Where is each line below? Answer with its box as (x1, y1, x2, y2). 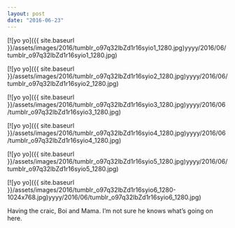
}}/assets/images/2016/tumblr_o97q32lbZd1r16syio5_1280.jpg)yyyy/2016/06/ (7, 157, 228, 165)
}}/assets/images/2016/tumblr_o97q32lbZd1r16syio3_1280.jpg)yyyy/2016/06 (7, 100, 226, 108)
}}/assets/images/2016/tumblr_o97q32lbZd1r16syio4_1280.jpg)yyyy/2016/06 (7, 129, 226, 137)
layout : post (7, 10, 45, 17)
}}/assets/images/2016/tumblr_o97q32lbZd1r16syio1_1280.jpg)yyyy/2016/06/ (7, 43, 227, 52)
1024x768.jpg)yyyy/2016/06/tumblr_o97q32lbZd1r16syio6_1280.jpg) (7, 193, 201, 201)
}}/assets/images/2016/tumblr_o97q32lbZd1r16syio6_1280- (7, 185, 176, 194)
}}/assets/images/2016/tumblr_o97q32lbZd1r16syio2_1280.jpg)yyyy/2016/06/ (7, 71, 228, 80)
